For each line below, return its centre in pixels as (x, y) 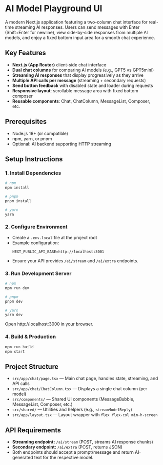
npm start (15, 351)
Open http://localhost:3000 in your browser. (49, 324)
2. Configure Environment (36, 227)
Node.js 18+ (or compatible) (40, 133)
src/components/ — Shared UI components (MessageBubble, (73, 399)
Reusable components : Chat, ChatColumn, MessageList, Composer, (81, 101)
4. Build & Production (31, 337)
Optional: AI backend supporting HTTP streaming (61, 144)
